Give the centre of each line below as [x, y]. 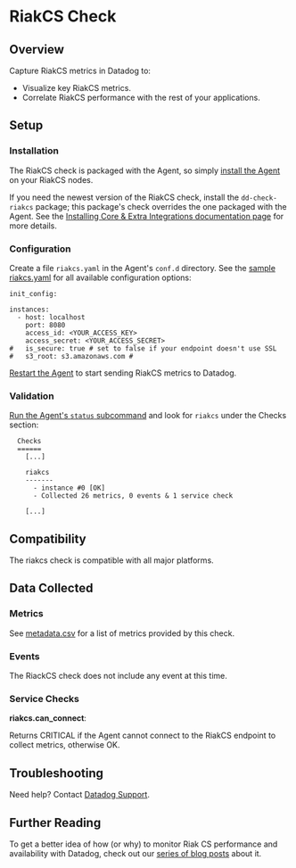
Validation [32, 396]
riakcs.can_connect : [48, 718]
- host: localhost [52, 317]
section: [24, 425]
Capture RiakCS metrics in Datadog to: [80, 70]
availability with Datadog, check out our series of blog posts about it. [136, 853]
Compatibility [48, 538]
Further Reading [55, 823]
